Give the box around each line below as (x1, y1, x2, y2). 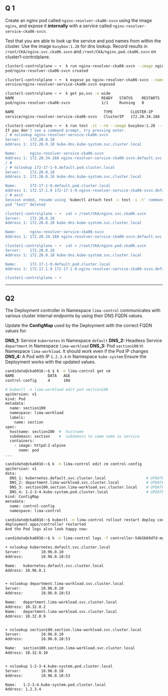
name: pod (18, 448, 39, 453)
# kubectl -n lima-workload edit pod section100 (5, 387, 108, 392)
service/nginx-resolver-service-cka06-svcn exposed (5, 82, 115, 87)
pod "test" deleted (5, 202, 46, 207)
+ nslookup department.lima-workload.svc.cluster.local (5, 581, 124, 586)
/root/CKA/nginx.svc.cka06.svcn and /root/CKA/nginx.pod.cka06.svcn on (5, 48, 156, 54)
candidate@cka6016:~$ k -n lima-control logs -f (5, 536, 108, 541)
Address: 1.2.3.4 (5, 687, 41, 692)
